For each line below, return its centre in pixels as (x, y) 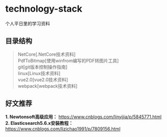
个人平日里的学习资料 (27, 23)
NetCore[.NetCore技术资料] (47, 54)
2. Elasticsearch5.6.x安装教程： (39, 123)
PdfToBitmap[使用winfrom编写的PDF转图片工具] (68, 60)
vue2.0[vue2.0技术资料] (43, 80)
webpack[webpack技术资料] (48, 86)
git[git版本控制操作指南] (43, 67)
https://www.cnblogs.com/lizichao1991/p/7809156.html (63, 129)
